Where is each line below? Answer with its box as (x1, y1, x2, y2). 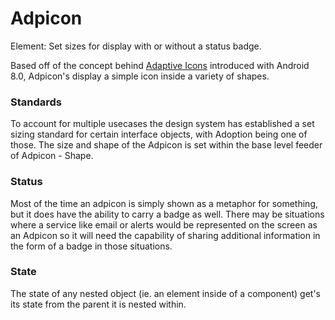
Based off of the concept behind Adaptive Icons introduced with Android (10, 59, 310, 71)
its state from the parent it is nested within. (10, 298, 187, 310)
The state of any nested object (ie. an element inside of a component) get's (10, 287, 322, 299)
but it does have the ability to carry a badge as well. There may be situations (10, 208, 325, 220)
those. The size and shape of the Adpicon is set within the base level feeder (10, 139, 323, 151)
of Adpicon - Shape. (10, 150, 94, 162)
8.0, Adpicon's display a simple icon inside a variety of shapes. (10, 70, 270, 82)
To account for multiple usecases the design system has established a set (10, 118, 315, 130)
